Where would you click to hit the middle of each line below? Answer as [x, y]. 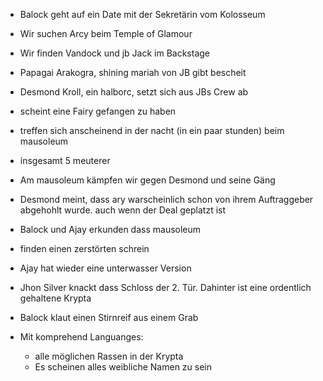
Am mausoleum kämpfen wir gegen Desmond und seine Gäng [147, 180]
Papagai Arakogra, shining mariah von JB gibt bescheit [133, 72]
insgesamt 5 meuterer [65, 160]
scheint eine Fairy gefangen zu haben [98, 111]
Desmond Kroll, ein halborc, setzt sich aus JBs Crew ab [134, 92]
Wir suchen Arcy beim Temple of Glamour [106, 33]
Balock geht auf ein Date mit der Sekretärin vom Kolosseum [142, 14]
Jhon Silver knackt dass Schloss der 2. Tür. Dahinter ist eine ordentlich [165, 287]
